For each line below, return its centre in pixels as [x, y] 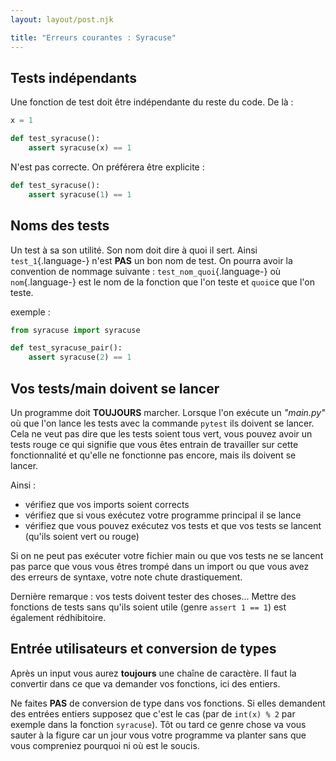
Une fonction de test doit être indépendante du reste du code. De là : [152, 102]
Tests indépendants [74, 77]
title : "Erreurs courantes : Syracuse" [93, 37]
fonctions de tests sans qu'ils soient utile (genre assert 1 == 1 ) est [148, 607]
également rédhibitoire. [58, 617]
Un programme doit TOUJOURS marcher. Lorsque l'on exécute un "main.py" [168, 412]
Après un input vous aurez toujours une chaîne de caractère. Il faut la [153, 673]
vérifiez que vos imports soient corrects [107, 504]
